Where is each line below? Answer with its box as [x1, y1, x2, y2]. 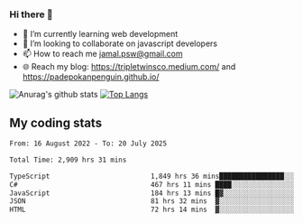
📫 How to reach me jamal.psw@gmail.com [22, 49, 183, 60]
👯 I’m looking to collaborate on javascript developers [22, 38, 218, 49]
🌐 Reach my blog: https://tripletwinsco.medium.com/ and [22, 61, 236, 72]
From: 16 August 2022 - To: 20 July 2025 [9, 139, 168, 148]
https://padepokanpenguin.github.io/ [22, 71, 160, 82]
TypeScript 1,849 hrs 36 [9, 172, 200, 181]
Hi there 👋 [9, 8, 54, 21]
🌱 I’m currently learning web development [22, 29, 179, 40]
